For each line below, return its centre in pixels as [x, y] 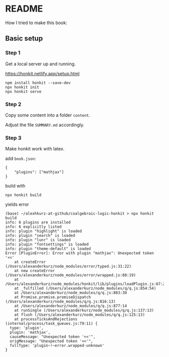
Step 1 [13, 53]
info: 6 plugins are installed [38, 222]
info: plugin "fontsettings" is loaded [47, 244]
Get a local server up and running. [40, 64]
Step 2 [13, 104]
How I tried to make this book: [36, 23]
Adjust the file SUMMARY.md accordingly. [45, 125]
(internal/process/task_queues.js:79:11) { [52, 324]
